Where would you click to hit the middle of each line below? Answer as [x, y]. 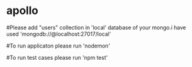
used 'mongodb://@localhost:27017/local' [59, 33]
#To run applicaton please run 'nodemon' [58, 46]
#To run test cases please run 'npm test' [57, 57]
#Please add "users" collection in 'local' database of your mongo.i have [96, 27]
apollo [22, 11]
